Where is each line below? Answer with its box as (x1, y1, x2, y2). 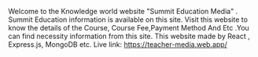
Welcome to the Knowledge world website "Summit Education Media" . (8, 7, 238, 16)
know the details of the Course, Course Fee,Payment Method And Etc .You (8, 23, 249, 32)
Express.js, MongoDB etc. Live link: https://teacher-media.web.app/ (8, 40, 228, 49)
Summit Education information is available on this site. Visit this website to (8, 15, 248, 24)
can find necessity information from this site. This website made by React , (8, 31, 250, 41)
